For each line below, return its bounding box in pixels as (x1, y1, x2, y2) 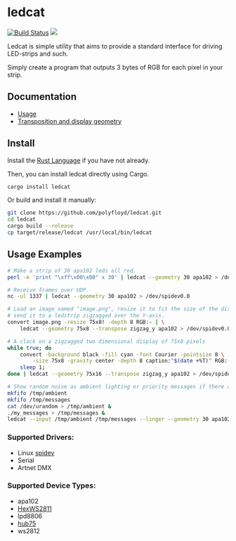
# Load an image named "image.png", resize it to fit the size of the (7, 306, 218, 313)
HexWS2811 (17, 504, 53, 513)
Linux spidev (17, 448, 55, 457)
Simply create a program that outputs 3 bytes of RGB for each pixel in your (7, 63, 223, 71)
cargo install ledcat (7, 183, 71, 190)
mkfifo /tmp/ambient (7, 389, 68, 397)
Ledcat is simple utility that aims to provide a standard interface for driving (7, 41, 223, 50)
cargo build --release (7, 223, 74, 230)
